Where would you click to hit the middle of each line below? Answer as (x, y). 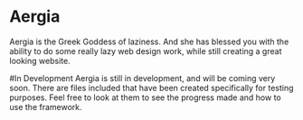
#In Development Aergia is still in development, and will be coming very (142, 78)
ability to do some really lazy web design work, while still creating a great (146, 51)
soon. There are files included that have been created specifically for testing (151, 88)
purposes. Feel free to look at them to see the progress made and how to (146, 97)
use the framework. (46, 106)
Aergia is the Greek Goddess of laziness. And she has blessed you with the (149, 42)
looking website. (40, 60)
